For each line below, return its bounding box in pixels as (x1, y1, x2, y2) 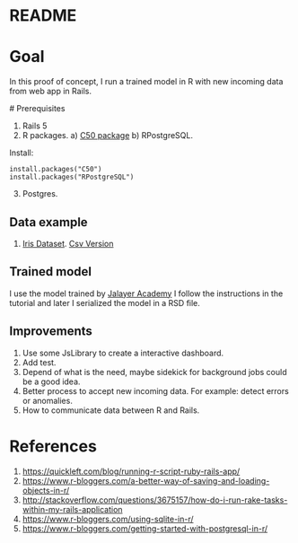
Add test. (22, 356, 57, 368)
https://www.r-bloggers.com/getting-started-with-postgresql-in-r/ (22, 522, 268, 534)
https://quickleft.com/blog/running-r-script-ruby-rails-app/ (22, 466, 241, 477)
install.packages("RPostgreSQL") (9, 172, 135, 182)
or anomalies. (22, 395, 74, 406)
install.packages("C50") (9, 165, 102, 174)
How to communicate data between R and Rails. (22, 405, 200, 416)
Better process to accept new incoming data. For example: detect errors (22, 385, 289, 396)
